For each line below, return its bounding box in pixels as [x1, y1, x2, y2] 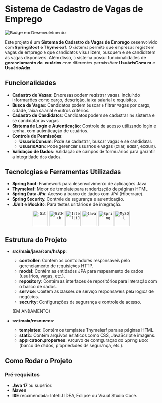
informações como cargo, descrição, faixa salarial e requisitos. [12, 97, 138, 103]
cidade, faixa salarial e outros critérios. [12, 107, 89, 113]
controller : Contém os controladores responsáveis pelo [19, 258, 130, 264]
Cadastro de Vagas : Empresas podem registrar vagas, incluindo [12, 92, 140, 97]
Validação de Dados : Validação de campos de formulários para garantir [12, 148, 156, 154]
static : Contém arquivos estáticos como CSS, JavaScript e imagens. [19, 332, 156, 338]
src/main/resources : [12, 318, 55, 323]
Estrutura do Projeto [5, 235, 67, 243]
